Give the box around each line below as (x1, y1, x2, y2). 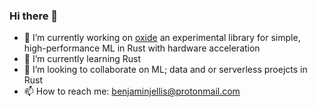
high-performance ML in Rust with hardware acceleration (23, 42, 261, 54)
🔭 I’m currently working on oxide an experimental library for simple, (23, 32, 301, 44)
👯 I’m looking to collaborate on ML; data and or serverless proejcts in (23, 64, 308, 76)
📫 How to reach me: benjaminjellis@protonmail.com (23, 85, 241, 98)
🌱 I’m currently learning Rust (23, 53, 142, 65)
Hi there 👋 (9, 9, 59, 23)
